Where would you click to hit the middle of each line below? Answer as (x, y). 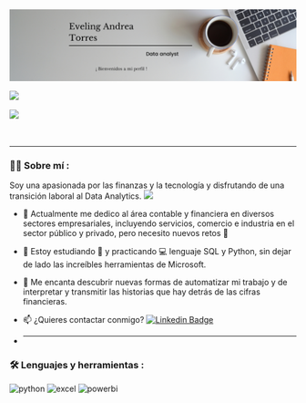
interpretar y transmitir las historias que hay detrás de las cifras (142, 292)
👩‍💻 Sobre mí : (40, 165)
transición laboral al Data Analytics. (76, 196)
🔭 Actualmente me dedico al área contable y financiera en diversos (148, 214)
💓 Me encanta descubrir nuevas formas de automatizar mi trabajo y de (155, 283)
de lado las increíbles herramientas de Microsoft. (114, 264)
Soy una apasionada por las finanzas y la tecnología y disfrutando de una (147, 185)
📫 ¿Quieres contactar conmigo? (83, 320)
